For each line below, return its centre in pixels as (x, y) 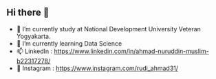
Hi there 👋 (28, 13)
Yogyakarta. (33, 36)
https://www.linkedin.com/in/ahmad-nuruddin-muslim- (131, 51)
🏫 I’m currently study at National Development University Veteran (108, 29)
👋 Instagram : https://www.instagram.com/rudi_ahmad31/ (97, 68)
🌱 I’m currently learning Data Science (69, 43)
